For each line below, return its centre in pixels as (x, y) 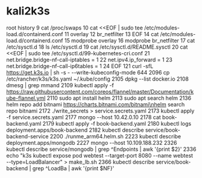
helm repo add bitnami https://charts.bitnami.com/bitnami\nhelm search (96, 104)
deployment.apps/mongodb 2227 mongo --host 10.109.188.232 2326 (92, 143)
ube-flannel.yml (26, 98)
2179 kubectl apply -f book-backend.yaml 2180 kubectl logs (117, 123)
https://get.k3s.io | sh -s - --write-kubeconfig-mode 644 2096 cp (88, 72)
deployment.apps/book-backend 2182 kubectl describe (75, 130)
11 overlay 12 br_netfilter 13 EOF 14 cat (112, 34)
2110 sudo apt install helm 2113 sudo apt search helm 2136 (119, 98)
